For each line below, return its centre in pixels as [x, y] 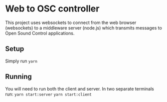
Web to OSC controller [52, 9]
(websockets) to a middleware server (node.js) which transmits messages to [83, 27]
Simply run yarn [21, 61]
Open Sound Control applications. [40, 33]
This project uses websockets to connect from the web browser [71, 22]
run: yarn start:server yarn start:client [49, 94]
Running [19, 77]
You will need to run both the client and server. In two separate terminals [80, 88]
